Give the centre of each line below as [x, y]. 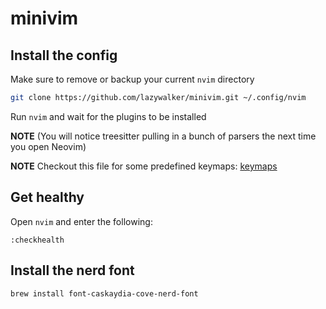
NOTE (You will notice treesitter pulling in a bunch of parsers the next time [163, 136]
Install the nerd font [72, 270]
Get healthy [47, 197]
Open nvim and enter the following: [81, 221]
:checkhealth [37, 240]
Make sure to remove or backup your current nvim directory [132, 79]
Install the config [64, 55]
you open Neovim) [48, 146]
